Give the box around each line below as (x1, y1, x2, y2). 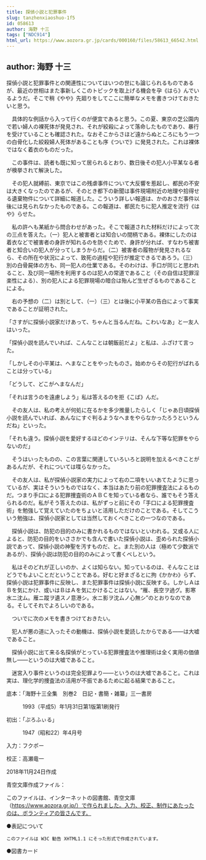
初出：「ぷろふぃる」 (6, 715, 58, 723)
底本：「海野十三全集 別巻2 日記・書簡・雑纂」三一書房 (6, 690, 152, 697)
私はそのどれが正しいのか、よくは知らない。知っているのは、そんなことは (11, 563, 200, 571)
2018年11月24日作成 (6, 767, 57, 775)
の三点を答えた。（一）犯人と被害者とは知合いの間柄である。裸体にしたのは (6, 230, 197, 238)
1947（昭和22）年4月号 (22, 729, 83, 736)
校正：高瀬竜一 (6, 755, 44, 762)
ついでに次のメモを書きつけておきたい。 (11, 614, 114, 622)
